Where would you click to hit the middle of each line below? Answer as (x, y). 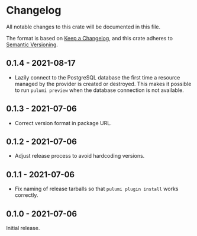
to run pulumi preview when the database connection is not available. (99, 90)
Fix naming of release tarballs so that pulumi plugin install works (96, 189)
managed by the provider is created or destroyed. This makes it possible (103, 84)
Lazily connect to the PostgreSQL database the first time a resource (97, 77)
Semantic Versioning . (32, 44)
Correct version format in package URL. (63, 123)
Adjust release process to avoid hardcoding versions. (80, 156)
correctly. (26, 195)
